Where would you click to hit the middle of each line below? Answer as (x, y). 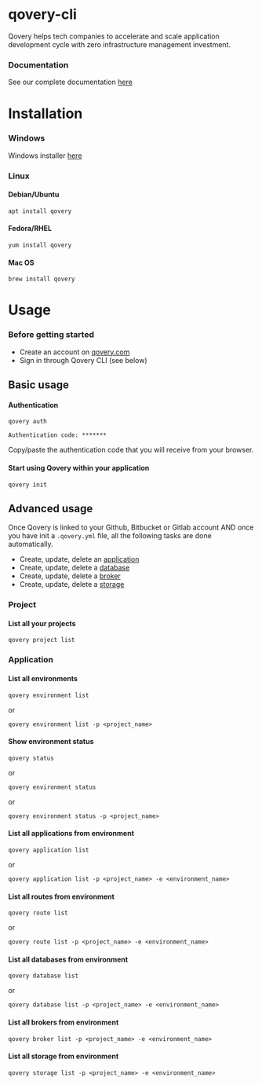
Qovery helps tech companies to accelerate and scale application (114, 36)
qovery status (31, 758)
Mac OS (21, 262)
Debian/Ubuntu (34, 195)
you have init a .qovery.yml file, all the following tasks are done (110, 536)
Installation (45, 114)
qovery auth (27, 422)
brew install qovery (42, 279)
